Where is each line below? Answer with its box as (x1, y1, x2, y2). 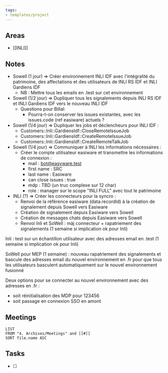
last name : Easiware (28, 171, 72, 177)
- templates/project (5, 12, 50, 17)
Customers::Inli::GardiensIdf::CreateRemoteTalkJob (20, 139, 129, 145)
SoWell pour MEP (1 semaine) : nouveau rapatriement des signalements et (5, 251, 161, 257)
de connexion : (20, 155, 52, 161)
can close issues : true (28, 177, 76, 183)
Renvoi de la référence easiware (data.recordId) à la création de (20, 198, 155, 205)
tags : (5, 7, 17, 13)
